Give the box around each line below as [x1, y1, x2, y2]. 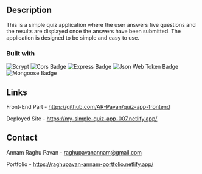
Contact [6, 133, 38, 143]
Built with [6, 49, 35, 57]
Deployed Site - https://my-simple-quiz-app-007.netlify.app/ [6, 115, 158, 122]
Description [6, 5, 52, 15]
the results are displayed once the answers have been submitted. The [6, 27, 181, 35]
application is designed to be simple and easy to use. [6, 33, 140, 41]
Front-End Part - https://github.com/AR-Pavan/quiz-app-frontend [6, 103, 170, 110]
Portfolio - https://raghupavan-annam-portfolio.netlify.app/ [6, 161, 154, 168]
